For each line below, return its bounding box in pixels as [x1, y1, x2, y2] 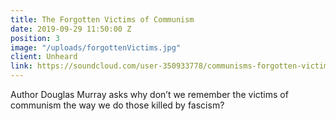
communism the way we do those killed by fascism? [10, 99, 225, 111]
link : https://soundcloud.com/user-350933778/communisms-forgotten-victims [10, 61, 333, 71]
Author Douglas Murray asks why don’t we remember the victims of [10, 89, 289, 100]
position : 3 [10, 33, 60, 43]
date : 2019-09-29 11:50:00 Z [10, 24, 132, 34]
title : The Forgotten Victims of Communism [10, 14, 195, 25]
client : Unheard [10, 52, 78, 62]
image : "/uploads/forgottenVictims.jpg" [10, 42, 182, 53]
